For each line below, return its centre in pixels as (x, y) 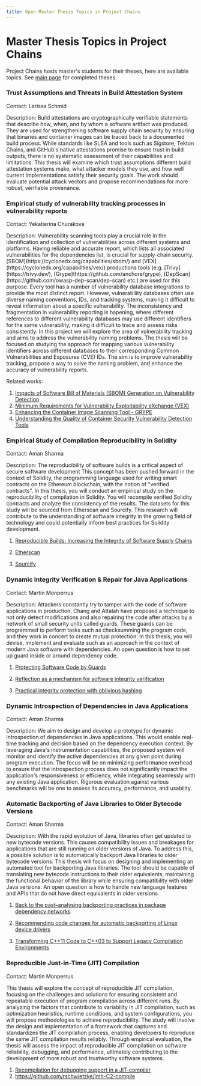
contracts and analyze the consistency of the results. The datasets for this (98, 504)
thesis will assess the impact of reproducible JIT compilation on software (97, 1045)
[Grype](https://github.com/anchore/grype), (108, 274)
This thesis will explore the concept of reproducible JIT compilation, (90, 988)
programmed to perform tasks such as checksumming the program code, (97, 630)
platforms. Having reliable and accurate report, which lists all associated (95, 249)
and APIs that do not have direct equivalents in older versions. (83, 894)
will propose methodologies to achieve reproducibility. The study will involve (100, 1020)
